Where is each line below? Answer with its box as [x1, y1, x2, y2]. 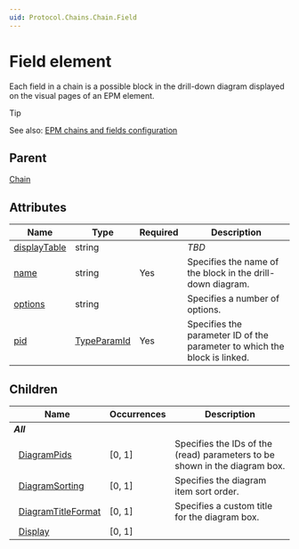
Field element [9, 51, 112, 71]
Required [139, 226, 179, 238]
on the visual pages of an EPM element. [9, 90, 155, 101]
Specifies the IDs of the [174, 438, 273, 449]
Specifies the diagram [174, 474, 267, 486]
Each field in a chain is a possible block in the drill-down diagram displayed [9, 81, 285, 92]
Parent [9, 150, 47, 166]
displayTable [13, 241, 67, 254]
